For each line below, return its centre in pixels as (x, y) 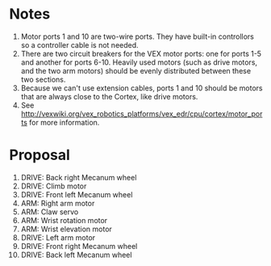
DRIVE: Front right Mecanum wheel (79, 246)
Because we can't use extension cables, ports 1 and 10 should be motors (142, 88)
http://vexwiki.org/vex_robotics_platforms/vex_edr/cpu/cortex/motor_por (142, 113)
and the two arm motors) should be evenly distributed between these (136, 70)
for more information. (64, 122)
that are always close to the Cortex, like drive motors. (109, 96)
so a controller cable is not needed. (80, 44)
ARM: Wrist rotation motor (64, 220)
